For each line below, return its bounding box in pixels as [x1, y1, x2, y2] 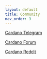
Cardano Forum [5, 39, 36, 45]
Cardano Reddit [5, 49, 36, 55]
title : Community [5, 12, 40, 17]
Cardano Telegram [5, 30, 42, 36]
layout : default [5, 7, 38, 12]
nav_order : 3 [5, 16, 31, 21]
